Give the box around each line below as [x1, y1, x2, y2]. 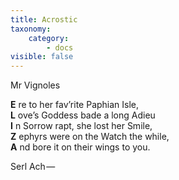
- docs [46, 42, 74, 53]
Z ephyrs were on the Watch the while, [10, 131, 170, 143]
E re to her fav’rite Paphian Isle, [10, 99, 140, 111]
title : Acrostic [10, 14, 78, 25]
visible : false [10, 52, 74, 62]
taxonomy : [10, 24, 52, 34]
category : [28, 33, 70, 43]
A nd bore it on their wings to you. [10, 141, 151, 153]
